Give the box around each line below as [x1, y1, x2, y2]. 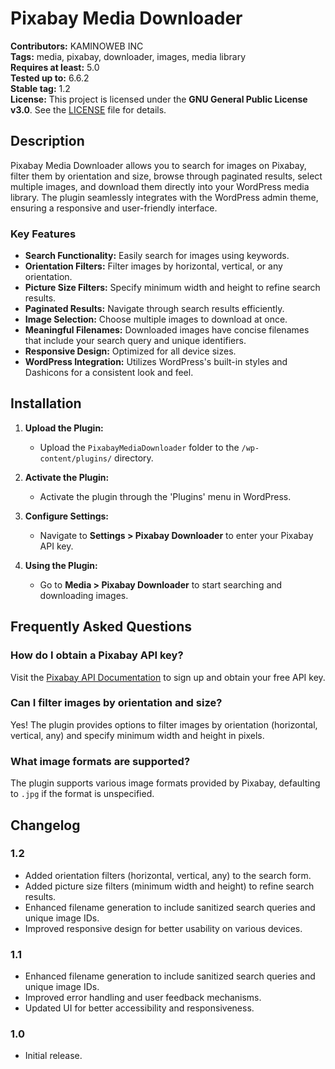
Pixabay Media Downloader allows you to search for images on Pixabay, [10, 159, 307, 171]
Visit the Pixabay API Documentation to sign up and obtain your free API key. [10, 671, 326, 683]
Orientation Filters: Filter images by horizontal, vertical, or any [24, 260, 283, 272]
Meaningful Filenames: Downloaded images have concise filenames [24, 324, 310, 336]
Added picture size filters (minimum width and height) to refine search [24, 880, 315, 892]
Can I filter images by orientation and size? [10, 696, 223, 710]
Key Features [10, 227, 77, 241]
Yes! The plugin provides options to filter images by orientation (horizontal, [10, 718, 318, 731]
